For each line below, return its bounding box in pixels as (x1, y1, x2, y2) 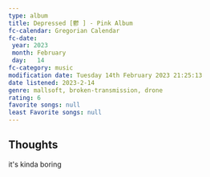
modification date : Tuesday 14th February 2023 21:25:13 (8, 71, 203, 79)
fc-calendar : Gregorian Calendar (8, 26, 120, 34)
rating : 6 (8, 94, 42, 102)
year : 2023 (11, 42, 48, 50)
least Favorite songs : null (8, 109, 103, 117)
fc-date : (8, 34, 38, 42)
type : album (8, 11, 48, 20)
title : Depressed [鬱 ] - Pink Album (8, 19, 134, 27)
